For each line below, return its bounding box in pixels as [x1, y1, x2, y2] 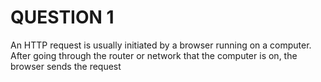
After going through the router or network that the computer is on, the [10, 49, 298, 61]
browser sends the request [10, 60, 122, 72]
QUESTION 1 [10, 6, 115, 29]
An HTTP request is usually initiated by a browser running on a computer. [10, 39, 312, 51]
